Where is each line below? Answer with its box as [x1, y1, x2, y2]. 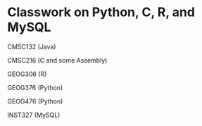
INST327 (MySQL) [7, 111, 61, 119]
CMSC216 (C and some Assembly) [7, 56, 108, 64]
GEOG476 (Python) [7, 96, 63, 106]
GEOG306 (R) [7, 70, 47, 78]
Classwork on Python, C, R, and [7, 4, 196, 20]
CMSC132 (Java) [7, 42, 56, 51]
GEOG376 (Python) [7, 83, 63, 92]
